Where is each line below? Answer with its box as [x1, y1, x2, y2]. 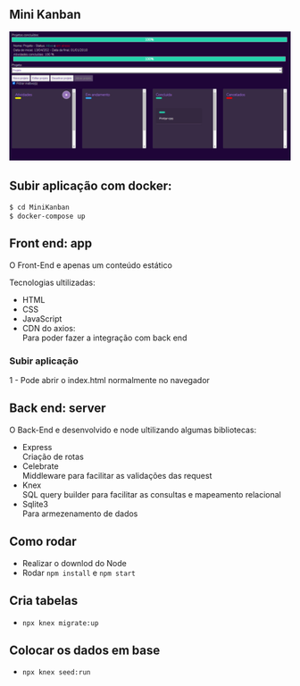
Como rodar [9, 534, 78, 549]
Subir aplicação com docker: [9, 178, 172, 193]
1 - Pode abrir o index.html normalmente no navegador [9, 375, 210, 386]
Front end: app [9, 236, 93, 251]
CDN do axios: [21, 322, 76, 333]
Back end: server [9, 401, 106, 416]
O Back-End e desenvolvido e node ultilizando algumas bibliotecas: [9, 424, 257, 435]
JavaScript [21, 313, 62, 324]
